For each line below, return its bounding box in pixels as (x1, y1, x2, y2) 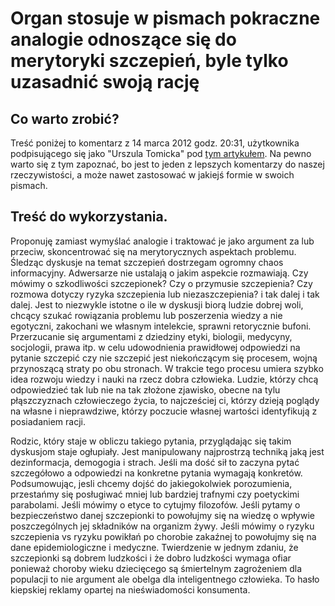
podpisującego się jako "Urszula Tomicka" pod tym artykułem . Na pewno (10, 148, 312, 159)
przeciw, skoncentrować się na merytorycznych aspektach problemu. (10, 245, 297, 257)
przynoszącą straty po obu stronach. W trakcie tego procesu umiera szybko (10, 362, 324, 374)
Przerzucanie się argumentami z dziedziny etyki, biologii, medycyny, (10, 330, 293, 342)
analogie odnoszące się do (10, 28, 237, 51)
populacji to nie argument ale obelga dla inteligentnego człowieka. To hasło (10, 573, 320, 585)
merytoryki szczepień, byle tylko (10, 50, 289, 72)
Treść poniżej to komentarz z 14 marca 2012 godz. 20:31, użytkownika (10, 137, 300, 149)
